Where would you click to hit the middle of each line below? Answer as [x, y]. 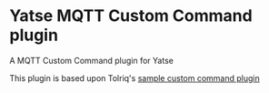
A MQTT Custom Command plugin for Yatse [92, 60]
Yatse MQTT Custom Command [131, 16]
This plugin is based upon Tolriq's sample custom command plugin [135, 77]
